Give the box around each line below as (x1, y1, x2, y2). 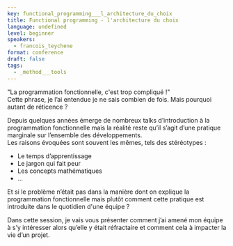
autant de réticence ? (7, 102, 68, 111)
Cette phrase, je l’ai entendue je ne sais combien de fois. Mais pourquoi (7, 95, 212, 103)
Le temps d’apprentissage (17, 151, 92, 160)
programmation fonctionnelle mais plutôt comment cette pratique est (7, 194, 204, 203)
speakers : (7, 36, 36, 43)
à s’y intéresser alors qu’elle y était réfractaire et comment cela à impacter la (7, 223, 227, 231)
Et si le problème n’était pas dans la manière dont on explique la (7, 187, 190, 196)
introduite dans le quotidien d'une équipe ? (7, 202, 130, 210)
